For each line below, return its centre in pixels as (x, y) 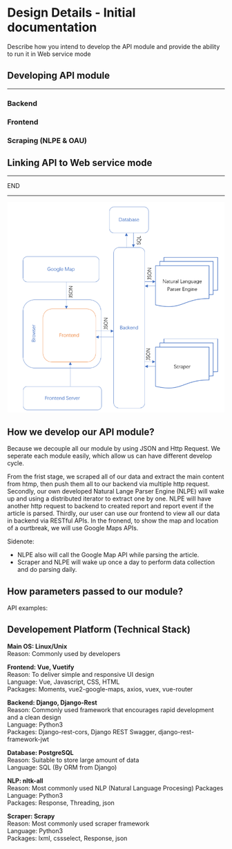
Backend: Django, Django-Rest (52, 702)
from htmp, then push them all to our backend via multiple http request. (108, 484)
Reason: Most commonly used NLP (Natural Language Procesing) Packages (115, 788)
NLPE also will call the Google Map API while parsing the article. (108, 555)
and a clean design (34, 717)
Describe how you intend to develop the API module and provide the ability (114, 46)
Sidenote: (21, 541)
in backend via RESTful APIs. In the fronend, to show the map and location (113, 521)
